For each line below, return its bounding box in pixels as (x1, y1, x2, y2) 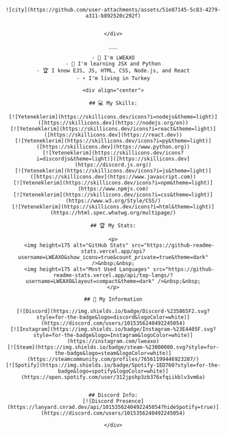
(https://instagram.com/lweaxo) (67, 338, 160, 345)
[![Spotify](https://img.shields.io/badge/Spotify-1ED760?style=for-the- (5, 362, 221, 369)
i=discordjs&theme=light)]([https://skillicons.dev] (36, 156, 190, 162)
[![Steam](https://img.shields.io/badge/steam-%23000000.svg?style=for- (7, 344, 219, 351)
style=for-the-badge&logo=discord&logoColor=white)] (36, 314, 190, 321)
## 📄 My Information (83, 296, 143, 303)
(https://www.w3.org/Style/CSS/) (65, 197, 161, 204)
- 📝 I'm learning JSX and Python (65, 60, 161, 67)
